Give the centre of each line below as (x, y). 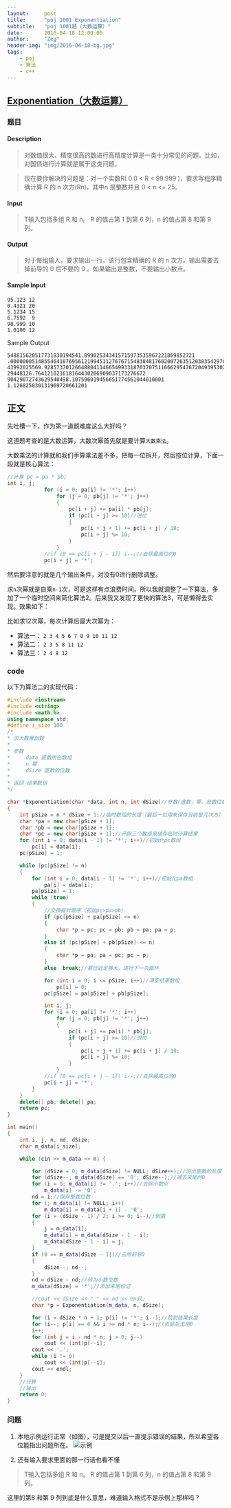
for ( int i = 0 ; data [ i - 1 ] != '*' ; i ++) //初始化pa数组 (112, 878)
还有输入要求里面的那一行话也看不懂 (68, 1459)
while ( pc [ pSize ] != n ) (54, 865)
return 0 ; (34, 1395)
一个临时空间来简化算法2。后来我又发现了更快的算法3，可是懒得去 (113, 597)
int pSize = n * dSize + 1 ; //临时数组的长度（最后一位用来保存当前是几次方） (121, 815)
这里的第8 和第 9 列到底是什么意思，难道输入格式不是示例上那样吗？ (104, 1497)
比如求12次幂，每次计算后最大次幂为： (62, 621)
